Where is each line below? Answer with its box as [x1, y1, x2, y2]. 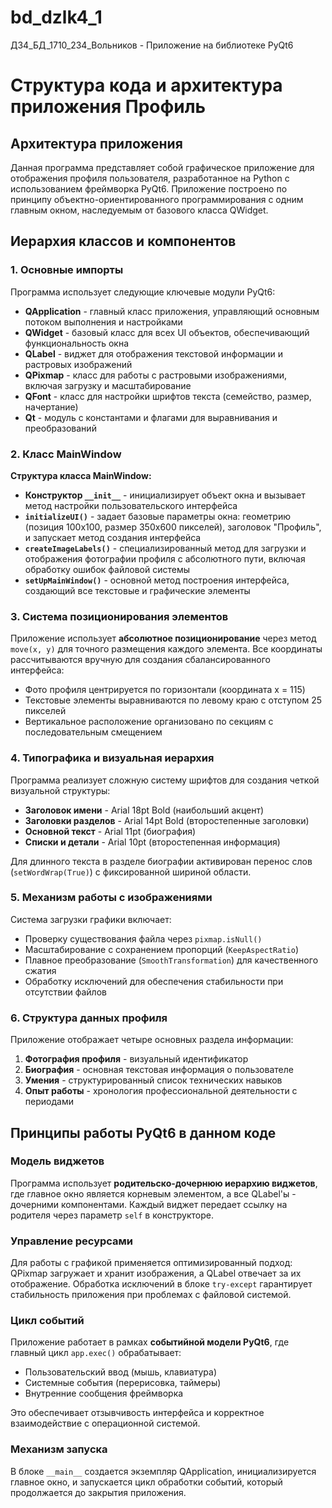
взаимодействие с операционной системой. [10, 1417, 201, 1430]
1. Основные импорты [10, 263, 124, 277]
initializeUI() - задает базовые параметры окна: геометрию [24, 510, 291, 522]
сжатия [24, 964, 57, 976]
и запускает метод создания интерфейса [24, 531, 202, 543]
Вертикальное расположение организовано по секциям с [24, 716, 274, 728]
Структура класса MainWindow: [10, 469, 152, 481]
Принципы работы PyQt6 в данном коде [10, 1124, 277, 1141]
